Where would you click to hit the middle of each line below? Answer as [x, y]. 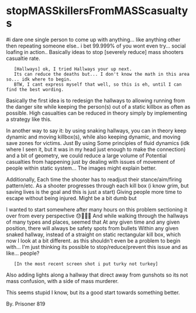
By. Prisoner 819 [26, 304]
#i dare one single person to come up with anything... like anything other [93, 39]
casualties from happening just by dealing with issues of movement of [91, 161]
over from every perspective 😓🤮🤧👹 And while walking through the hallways [97, 216]
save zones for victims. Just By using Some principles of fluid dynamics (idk [98, 143]
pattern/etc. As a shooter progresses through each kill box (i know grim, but [97, 186]
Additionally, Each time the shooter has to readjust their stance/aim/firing [94, 179]
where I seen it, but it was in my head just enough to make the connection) [96, 149]
